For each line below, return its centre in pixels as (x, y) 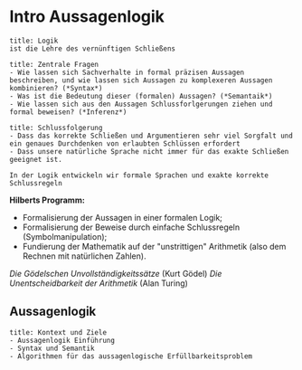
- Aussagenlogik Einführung (62, 340)
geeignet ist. (36, 159)
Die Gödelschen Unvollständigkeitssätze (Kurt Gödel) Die (116, 273)
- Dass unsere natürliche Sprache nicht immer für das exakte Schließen (149, 151)
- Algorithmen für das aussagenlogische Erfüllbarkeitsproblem (131, 356)
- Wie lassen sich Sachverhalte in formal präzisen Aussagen (127, 72)
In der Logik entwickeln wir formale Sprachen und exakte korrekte (139, 175)
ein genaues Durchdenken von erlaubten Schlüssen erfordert (125, 143)
